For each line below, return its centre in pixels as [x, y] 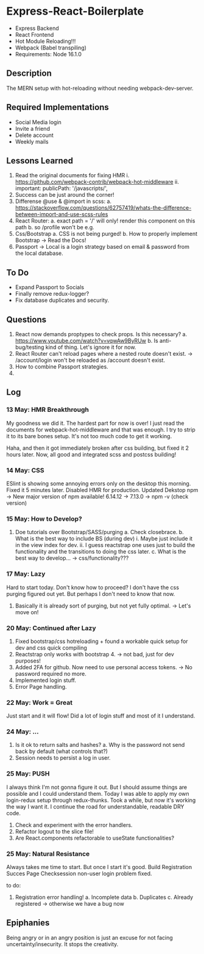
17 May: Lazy [26, 574]
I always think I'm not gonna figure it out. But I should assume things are [97, 787]
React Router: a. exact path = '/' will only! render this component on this [105, 221]
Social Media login [38, 122]
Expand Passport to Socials [49, 287]
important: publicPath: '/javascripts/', [61, 188]
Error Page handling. [41, 686]
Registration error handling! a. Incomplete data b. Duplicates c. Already [104, 897]
